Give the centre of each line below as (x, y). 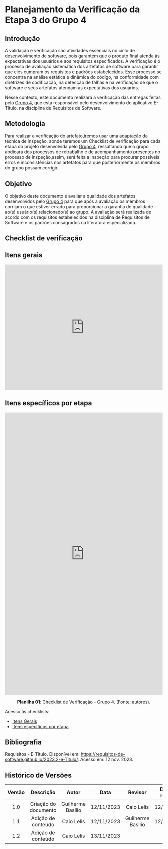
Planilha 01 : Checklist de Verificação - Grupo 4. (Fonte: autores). (84, 702)
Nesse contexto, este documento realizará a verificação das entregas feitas (83, 97)
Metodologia (25, 124)
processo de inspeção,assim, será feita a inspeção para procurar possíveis (82, 157)
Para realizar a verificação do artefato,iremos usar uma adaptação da (77, 136)
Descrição (43, 792)
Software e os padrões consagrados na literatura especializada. (71, 222)
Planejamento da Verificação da (73, 9)
